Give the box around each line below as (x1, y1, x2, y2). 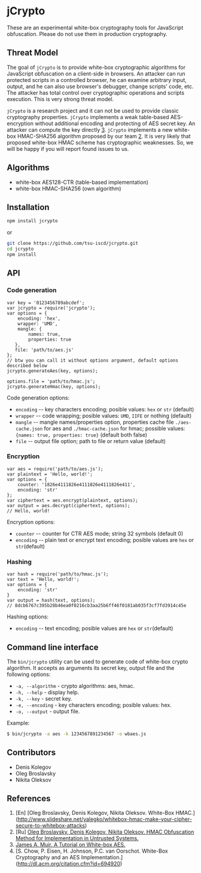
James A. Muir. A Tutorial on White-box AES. (15, 841, 126, 848)
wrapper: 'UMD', (17, 320, 59, 327)
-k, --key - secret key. (15, 695, 72, 702)
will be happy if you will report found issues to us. (7, 145, 129, 152)
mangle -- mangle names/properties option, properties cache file (15, 418, 174, 426)
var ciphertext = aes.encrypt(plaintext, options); (7, 497, 138, 504)
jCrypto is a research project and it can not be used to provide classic (7, 107, 179, 114)
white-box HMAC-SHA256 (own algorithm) (15, 184, 121, 192)
